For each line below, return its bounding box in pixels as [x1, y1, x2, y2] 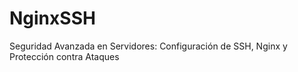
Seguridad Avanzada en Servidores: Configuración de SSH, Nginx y [9, 40, 288, 52]
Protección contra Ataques [9, 50, 120, 62]
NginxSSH [9, 7, 96, 30]
